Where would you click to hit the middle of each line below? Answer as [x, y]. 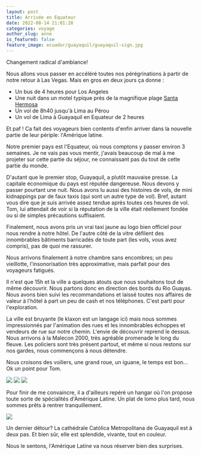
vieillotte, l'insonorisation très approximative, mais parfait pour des [88, 264]
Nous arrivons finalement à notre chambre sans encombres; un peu [89, 257]
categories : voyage [31, 28]
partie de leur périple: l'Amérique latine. [55, 135]
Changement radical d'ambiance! [47, 62]
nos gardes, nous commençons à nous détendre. [67, 350]
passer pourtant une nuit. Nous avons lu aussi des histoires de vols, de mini [99, 190]
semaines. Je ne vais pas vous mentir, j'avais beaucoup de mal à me [91, 152]
